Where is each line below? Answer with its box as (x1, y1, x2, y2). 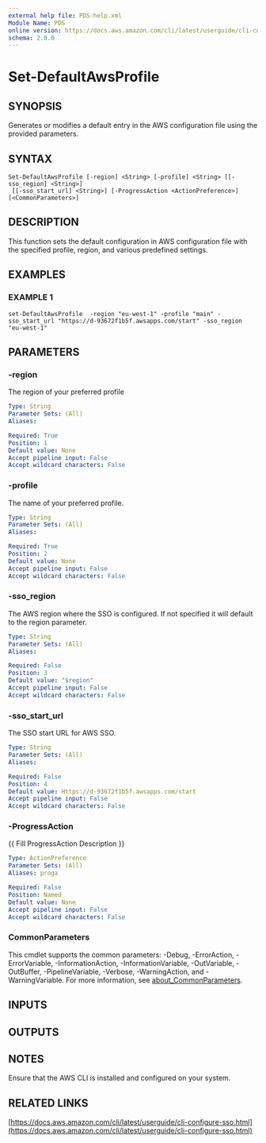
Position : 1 (8, 438, 47, 447)
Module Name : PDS (8, 19, 66, 27)
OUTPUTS (8, 1025, 59, 1039)
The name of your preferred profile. (8, 498, 124, 508)
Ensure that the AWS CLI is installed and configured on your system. (8, 1073, 231, 1083)
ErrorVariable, (8, 958, 54, 967)
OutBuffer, (8, 967, 42, 976)
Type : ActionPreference (8, 855, 87, 863)
